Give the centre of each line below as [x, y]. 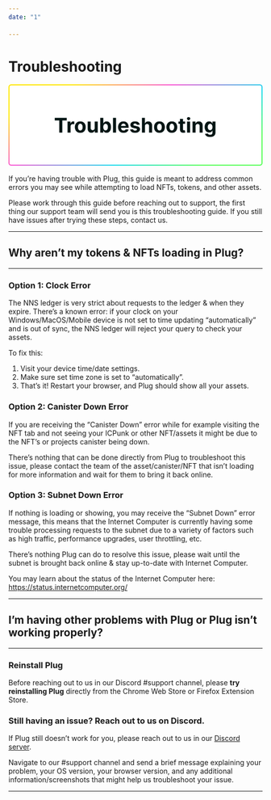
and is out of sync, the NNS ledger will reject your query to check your [125, 329]
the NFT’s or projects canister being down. [79, 441]
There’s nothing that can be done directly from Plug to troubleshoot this [127, 457]
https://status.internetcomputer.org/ [68, 587]
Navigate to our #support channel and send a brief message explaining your [135, 763]
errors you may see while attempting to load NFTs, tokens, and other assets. [135, 187]
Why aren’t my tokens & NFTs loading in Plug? [126, 253]
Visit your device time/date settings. [80, 368]
